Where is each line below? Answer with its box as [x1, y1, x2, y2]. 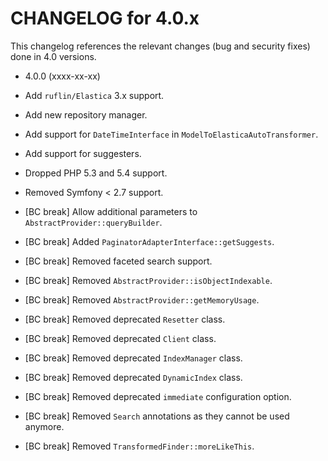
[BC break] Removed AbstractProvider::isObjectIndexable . [24, 274, 273, 286]
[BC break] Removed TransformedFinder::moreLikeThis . [24, 440, 255, 452]
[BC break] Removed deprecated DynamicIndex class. [24, 371, 243, 383]
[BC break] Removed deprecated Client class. [24, 332, 217, 344]
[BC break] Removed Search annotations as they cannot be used [24, 410, 290, 422]
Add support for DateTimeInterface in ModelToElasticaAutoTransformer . [24, 128, 319, 140]
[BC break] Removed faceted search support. [24, 255, 213, 267]
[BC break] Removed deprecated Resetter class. [24, 313, 226, 325]
